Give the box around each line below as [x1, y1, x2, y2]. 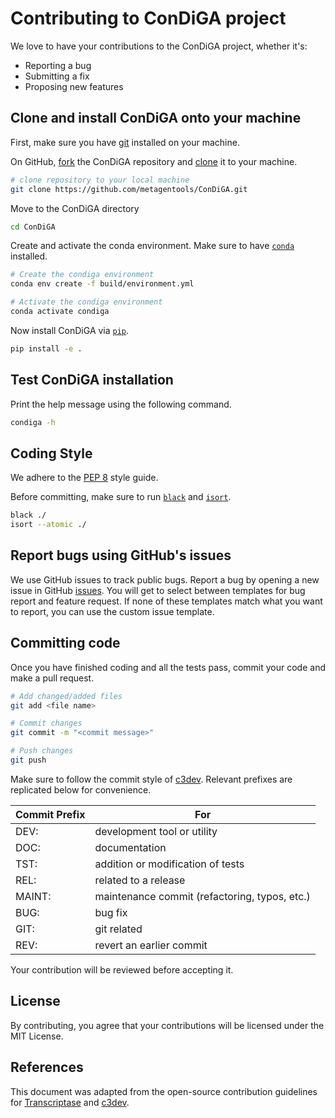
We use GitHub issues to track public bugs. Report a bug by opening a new [10, 573, 320, 586]
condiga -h [10, 417, 56, 427]
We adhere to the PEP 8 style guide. [10, 472, 159, 484]
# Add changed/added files [10, 691, 123, 701]
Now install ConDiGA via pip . [10, 324, 130, 336]
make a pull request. [10, 672, 95, 684]
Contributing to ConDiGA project [10, 7, 287, 30]
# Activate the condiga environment [10, 297, 163, 307]
